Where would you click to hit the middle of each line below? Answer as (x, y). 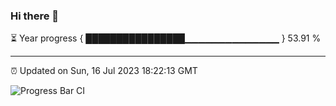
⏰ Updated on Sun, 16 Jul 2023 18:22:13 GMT (104, 71)
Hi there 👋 (35, 16)
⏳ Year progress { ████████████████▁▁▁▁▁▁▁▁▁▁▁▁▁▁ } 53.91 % (166, 38)
